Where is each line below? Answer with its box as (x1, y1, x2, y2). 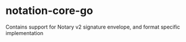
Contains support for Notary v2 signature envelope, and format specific (5, 23, 181, 30)
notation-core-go (5, 4, 93, 17)
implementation (5, 29, 44, 36)
